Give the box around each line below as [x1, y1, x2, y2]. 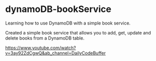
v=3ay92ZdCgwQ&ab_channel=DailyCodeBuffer [5, 50, 106, 56]
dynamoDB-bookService [5, 3, 112, 15]
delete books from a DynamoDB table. [5, 35, 85, 41]
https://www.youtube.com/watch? [5, 44, 76, 50]
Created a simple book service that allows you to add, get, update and [5, 29, 151, 35]
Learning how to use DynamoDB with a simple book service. [5, 20, 131, 26]
